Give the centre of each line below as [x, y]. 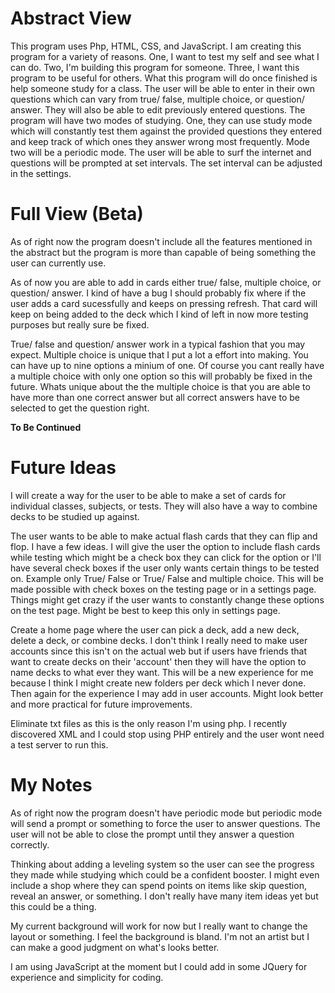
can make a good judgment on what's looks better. [115, 947]
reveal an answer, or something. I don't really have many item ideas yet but [164, 896]
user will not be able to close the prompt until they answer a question [152, 834]
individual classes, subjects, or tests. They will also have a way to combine [164, 506]
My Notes [51, 785]
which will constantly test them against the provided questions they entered [166, 131]
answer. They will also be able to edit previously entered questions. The [158, 109]
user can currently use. [58, 263]
